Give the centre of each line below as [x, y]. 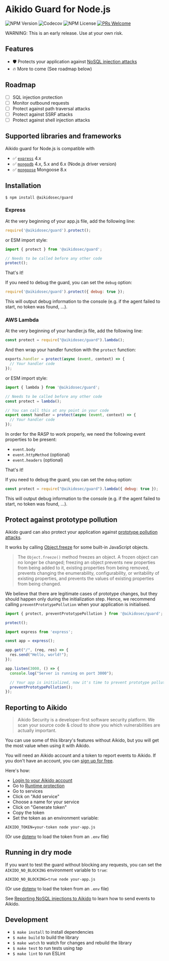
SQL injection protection [37, 97]
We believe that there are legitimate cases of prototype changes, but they [81, 593]
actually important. [37, 730]
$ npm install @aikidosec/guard [39, 197]
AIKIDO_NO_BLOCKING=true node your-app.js [50, 879]
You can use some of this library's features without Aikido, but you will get [82, 740]
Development [27, 920]
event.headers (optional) [38, 460]
